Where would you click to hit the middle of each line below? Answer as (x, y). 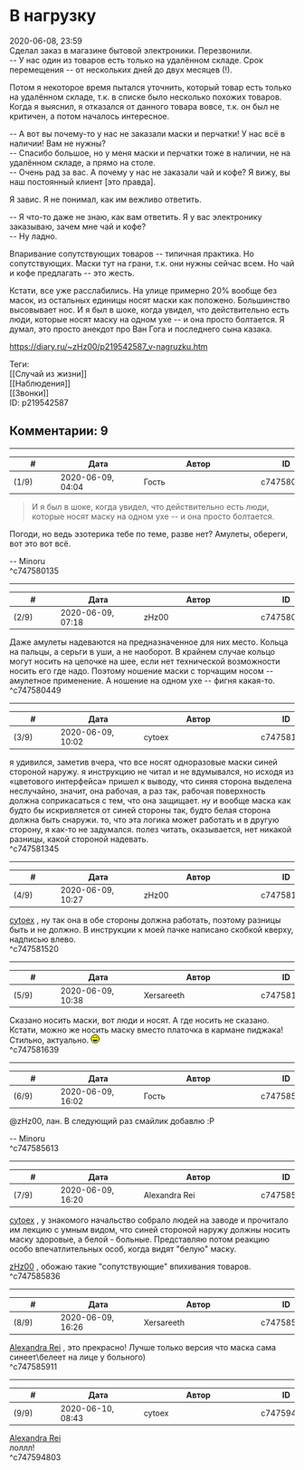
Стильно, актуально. (49, 1040)
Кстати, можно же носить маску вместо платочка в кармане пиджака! (146, 1030)
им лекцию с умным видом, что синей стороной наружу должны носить (150, 1229)
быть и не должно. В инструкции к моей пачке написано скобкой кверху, (152, 929)
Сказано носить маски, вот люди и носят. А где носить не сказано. (139, 1020)
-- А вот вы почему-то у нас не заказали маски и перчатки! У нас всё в (147, 133)
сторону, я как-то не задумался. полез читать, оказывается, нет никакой (151, 829)
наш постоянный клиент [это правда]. (83, 181)
